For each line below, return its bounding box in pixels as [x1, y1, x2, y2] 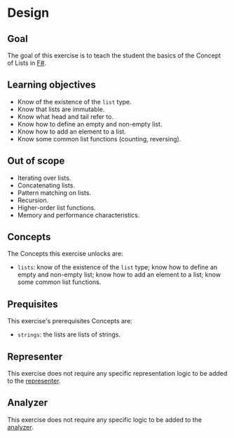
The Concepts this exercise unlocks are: [7, 250, 124, 258]
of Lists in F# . [7, 59, 47, 67]
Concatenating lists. [17, 181, 76, 190]
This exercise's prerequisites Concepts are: [7, 317, 133, 325]
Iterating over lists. [17, 174, 71, 182]
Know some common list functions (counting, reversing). [17, 134, 181, 143]
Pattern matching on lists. [17, 188, 92, 197]
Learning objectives [7, 79, 97, 91]
